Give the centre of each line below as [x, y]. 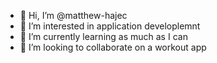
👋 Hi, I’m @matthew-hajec [73, 15]
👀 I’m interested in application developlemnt [110, 26]
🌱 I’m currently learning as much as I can [103, 36]
